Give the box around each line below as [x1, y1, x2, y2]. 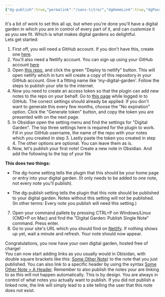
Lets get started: [5, 36, 38, 42]
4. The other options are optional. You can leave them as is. [12, 140, 133, 146]
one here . [12, 51, 32, 57]
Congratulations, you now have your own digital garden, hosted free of [5, 240, 148, 246]
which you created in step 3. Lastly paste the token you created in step [12, 135, 156, 141]
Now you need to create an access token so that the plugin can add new [12, 88, 159, 94]
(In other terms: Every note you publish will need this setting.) [12, 200, 137, 206]
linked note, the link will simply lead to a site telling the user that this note [5, 282, 153, 288]
